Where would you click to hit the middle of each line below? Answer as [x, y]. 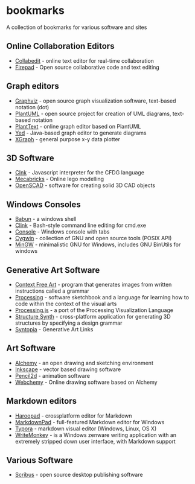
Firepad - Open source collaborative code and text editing [87, 67]
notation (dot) [32, 107]
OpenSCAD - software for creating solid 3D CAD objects [85, 185]
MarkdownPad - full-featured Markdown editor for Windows [90, 422]
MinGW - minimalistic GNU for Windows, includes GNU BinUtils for [98, 244]
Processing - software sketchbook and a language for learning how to [102, 297]
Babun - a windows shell [46, 219]
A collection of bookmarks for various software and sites [77, 27]
